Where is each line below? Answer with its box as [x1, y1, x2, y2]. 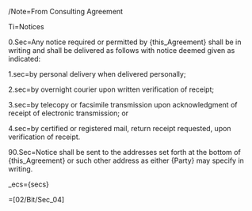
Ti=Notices [8, 22, 45, 31]
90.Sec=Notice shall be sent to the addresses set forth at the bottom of [8, 148, 242, 156]
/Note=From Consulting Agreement [8, 7, 124, 16]
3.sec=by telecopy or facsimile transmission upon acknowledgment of [8, 100, 238, 109]
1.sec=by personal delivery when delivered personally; [8, 70, 186, 78]
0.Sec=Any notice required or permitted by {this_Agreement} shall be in [8, 37, 242, 47]
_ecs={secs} [8, 179, 50, 189]
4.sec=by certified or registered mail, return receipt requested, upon [8, 124, 231, 133]
